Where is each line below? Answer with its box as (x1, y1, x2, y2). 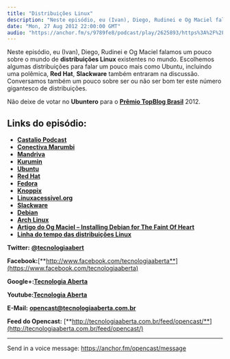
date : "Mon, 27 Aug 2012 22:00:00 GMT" (7, 23, 121, 29)
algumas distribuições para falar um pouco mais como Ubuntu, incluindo (7, 62, 212, 71)
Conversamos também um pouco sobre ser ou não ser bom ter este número (7, 77, 222, 86)
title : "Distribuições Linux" (7, 10, 94, 17)
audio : (7, 29, 26, 36)
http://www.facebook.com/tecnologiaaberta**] (45, 257, 178, 265)
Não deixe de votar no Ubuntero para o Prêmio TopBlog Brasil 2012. (7, 97, 201, 106)
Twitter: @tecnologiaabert (7, 244, 84, 252)
